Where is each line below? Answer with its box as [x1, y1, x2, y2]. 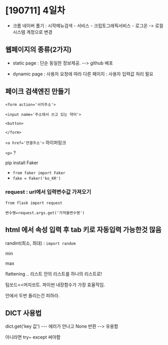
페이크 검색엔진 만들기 [5, 87, 70, 96]
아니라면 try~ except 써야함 [5, 334, 61, 340]
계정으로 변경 [26, 29, 52, 35]
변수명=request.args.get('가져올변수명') [5, 210, 85, 215]
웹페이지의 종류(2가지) [5, 45, 72, 54]
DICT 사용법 [5, 309, 42, 317]
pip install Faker [5, 159, 39, 166]
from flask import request [5, 200, 63, 205]
